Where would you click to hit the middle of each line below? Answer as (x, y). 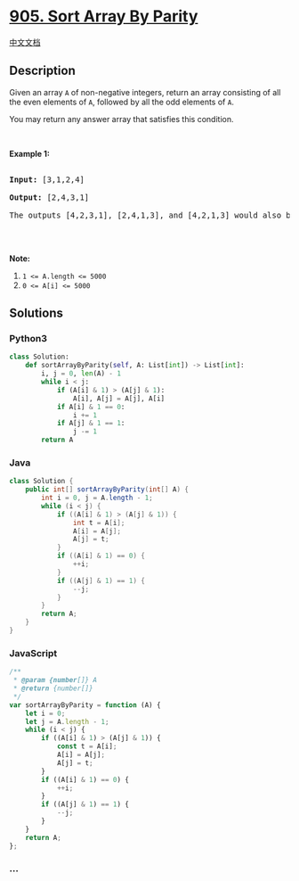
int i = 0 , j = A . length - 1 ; (97, 498)
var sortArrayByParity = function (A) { (85, 705)
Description (42, 71)
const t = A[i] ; (87, 746)
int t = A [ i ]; (99, 523)
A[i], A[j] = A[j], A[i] (119, 399)
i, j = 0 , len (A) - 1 (81, 374)
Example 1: (30, 153)
